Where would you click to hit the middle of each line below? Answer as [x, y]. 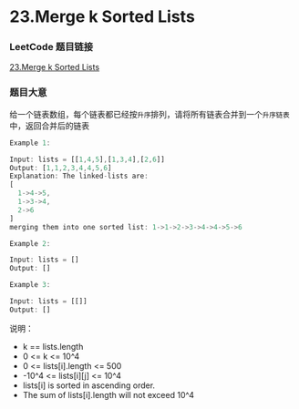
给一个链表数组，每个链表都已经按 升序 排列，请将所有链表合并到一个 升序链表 [149, 114]
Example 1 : [30, 143]
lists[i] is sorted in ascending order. [89, 385]
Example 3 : [30, 285]
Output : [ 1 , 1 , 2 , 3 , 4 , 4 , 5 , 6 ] [61, 168]
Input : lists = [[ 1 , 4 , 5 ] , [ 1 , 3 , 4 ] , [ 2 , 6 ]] [88, 159]
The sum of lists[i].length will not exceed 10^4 [108, 394]
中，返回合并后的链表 [49, 126]
